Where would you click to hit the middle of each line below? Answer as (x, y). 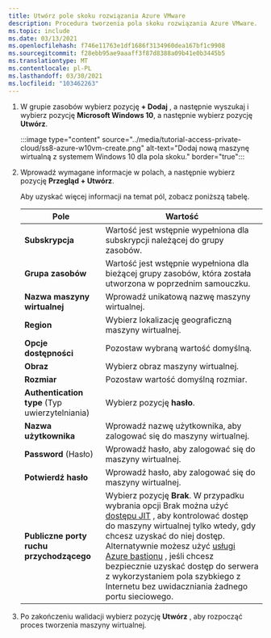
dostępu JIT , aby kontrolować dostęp (177, 515)
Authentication (54, 392)
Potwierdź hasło (56, 477)
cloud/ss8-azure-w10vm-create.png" (82, 148)
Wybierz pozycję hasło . (150, 402)
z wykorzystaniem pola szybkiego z (173, 576)
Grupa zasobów (55, 273)
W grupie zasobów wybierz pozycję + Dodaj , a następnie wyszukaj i (134, 107)
